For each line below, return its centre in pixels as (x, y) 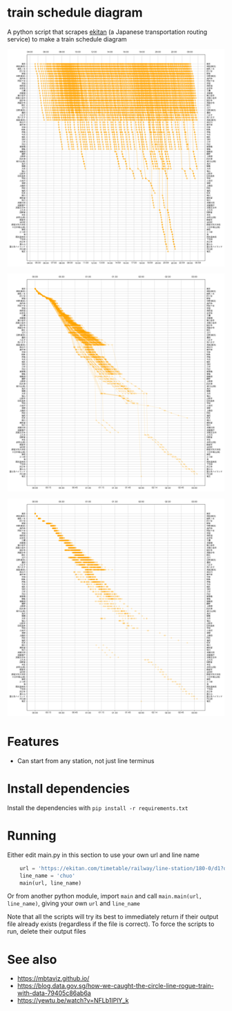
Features (33, 742)
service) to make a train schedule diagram (67, 39)
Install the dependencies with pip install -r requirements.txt (98, 808)
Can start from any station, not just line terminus (86, 760)
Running (32, 836)
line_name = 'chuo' (48, 876)
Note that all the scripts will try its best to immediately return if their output (113, 917)
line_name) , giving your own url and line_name (74, 903)
